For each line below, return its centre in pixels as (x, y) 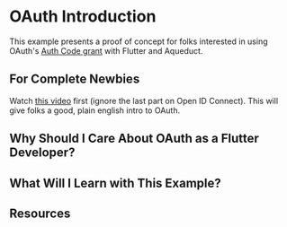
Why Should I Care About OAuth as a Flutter (134, 139)
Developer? (42, 153)
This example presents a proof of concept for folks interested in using (139, 41)
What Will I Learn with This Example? (116, 183)
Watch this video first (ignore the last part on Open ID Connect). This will (144, 100)
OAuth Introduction (83, 17)
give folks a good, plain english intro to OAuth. (95, 110)
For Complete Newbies (75, 79)
